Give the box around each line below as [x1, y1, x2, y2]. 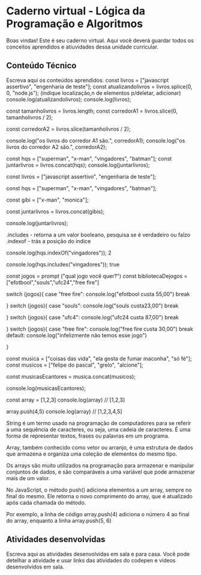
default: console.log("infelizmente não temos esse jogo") [6, 331, 147, 339]
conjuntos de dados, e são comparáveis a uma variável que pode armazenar [6, 468, 196, 475]
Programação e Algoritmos [6, 17, 143, 31]
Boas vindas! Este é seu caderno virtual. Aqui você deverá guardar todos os [6, 37, 194, 44]
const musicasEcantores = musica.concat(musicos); [6, 373, 136, 380]
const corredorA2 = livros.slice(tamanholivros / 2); [6, 125, 131, 133]
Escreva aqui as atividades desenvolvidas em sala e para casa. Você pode [6, 550, 190, 558]
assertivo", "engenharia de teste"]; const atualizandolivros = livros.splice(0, [6, 83, 193, 90]
